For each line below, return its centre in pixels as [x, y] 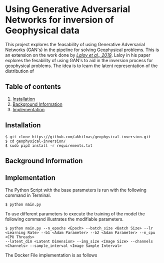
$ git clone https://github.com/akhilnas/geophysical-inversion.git [78, 137]
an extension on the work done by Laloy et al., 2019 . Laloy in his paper [78, 55]
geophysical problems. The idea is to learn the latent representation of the [81, 66]
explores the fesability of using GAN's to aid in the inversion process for [79, 60]
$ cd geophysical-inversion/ [35, 141]
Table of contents [33, 87]
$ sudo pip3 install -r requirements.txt [49, 146]
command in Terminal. [28, 195]
